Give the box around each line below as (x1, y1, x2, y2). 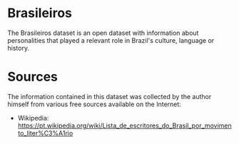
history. (7, 43, 30, 52)
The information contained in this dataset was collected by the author (7, 92, 212, 101)
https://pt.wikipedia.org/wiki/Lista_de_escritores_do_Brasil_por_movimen (17, 121, 232, 130)
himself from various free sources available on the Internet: (7, 100, 182, 108)
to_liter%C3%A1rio (17, 128, 73, 137)
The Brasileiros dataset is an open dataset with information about (7, 29, 199, 37)
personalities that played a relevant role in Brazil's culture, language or (7, 36, 215, 44)
